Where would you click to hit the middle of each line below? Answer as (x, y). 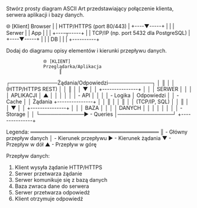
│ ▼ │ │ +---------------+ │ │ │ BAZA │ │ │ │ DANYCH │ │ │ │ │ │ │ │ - (94, 108)
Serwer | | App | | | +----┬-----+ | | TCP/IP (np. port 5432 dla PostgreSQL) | (98, 33)
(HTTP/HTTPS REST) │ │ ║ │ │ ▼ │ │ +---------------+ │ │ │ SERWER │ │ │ (99, 89)
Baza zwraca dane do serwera (52, 186)
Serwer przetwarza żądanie (49, 173)
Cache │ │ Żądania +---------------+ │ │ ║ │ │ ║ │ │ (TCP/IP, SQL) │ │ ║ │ (98, 102)
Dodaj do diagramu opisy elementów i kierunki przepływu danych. (87, 51)
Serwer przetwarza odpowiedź (52, 192)
